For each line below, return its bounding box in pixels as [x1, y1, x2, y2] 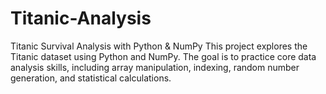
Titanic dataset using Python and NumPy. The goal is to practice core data [10, 50, 317, 62]
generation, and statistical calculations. [10, 72, 172, 84]
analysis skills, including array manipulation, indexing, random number [10, 61, 300, 73]
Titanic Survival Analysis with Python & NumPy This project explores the [10, 40, 308, 52]
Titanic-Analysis [10, 7, 152, 30]
